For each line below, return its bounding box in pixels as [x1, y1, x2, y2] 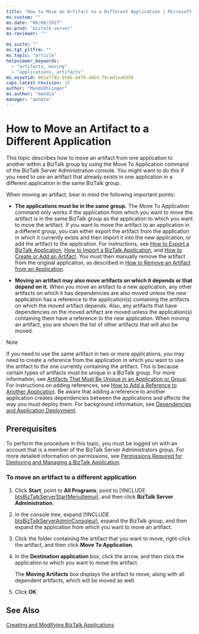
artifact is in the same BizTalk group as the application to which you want [14, 214, 193, 222]
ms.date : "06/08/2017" [6, 20, 62, 25]
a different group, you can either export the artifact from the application [14, 228, 190, 235]
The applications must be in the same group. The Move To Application [14, 202, 190, 209]
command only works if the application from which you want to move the [14, 209, 193, 216]
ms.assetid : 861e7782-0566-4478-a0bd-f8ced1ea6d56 [6, 75, 134, 81]
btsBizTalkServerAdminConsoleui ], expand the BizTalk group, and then [14, 517, 188, 524]
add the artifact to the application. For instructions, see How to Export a [14, 240, 190, 247]
